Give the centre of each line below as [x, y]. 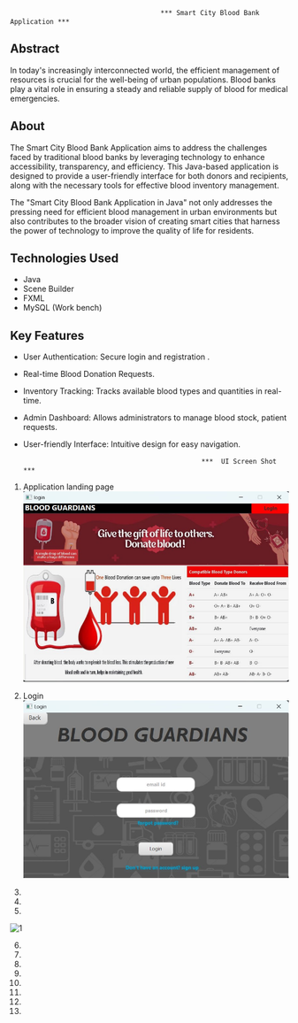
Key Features [47, 335]
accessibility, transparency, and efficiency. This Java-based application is [145, 166]
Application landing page [68, 487]
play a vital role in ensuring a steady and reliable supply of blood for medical [149, 88]
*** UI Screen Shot [239, 462]
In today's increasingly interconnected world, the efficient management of [145, 70]
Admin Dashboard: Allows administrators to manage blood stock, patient [155, 418]
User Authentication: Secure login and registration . [116, 357]
